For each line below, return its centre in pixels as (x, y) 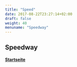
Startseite (15, 60)
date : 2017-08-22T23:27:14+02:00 (39, 14)
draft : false (18, 18)
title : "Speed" (20, 9)
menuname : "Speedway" (27, 28)
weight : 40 (16, 23)
